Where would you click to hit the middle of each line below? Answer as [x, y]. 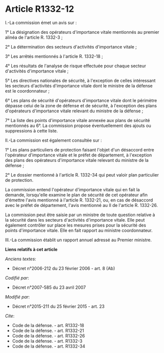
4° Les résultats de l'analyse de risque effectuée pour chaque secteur [76, 66]
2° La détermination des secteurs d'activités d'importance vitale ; [71, 47]
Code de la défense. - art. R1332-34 [49, 346]
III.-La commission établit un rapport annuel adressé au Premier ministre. [78, 240]
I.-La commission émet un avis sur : [41, 23]
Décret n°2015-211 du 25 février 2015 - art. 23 [58, 306]
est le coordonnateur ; [27, 91]
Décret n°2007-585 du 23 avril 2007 [49, 287]
